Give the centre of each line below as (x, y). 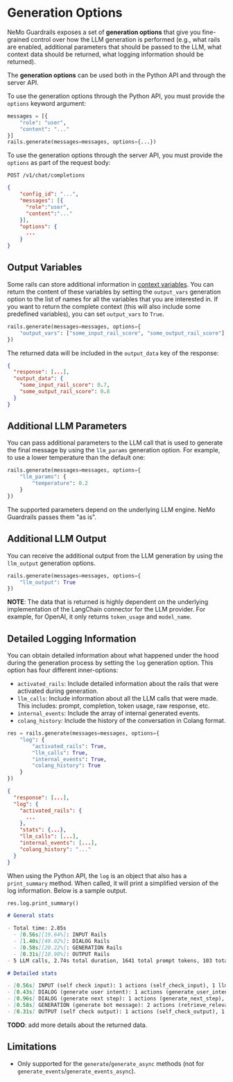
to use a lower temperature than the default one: (76, 458)
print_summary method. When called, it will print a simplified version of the (113, 883)
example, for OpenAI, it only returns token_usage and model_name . (100, 616)
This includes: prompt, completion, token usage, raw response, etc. (113, 706)
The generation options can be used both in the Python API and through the (116, 75)
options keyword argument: (47, 103)
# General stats (31, 916)
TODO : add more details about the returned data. (77, 1025)
